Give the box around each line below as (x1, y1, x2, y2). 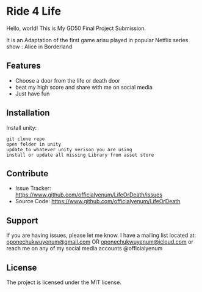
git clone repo (6, 136, 45, 142)
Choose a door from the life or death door (15, 77, 121, 84)
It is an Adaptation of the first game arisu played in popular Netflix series (6, 36, 189, 43)
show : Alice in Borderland (6, 43, 73, 50)
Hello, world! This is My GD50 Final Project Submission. (6, 24, 146, 32)
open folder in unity (6, 141, 62, 148)
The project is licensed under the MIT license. (6, 279, 122, 286)
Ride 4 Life (6, 4, 62, 18)
